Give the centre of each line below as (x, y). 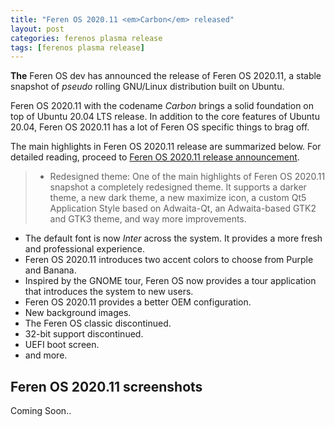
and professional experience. (85, 249)
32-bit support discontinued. (84, 334)
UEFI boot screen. (62, 345)
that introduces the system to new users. (109, 292)
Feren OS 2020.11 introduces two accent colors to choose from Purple (169, 260)
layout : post (37, 29)
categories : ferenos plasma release (86, 38)
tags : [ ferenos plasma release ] (77, 47)
